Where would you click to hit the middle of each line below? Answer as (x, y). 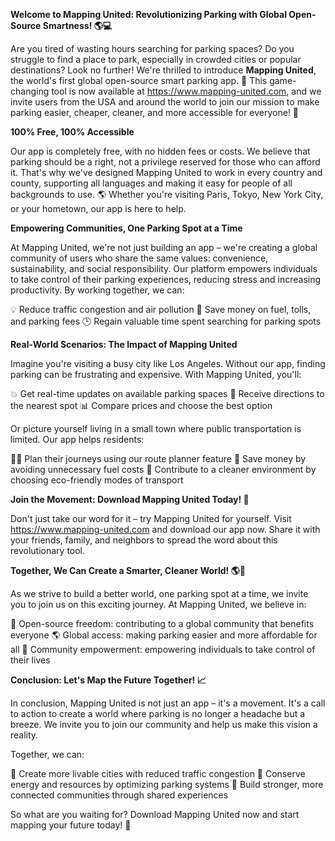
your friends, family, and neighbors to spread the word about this (144, 540)
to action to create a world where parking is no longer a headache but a (158, 713)
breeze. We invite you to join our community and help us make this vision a (164, 724)
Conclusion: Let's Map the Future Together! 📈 (108, 680)
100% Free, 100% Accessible (72, 132)
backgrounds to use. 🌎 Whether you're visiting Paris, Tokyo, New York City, (167, 194)
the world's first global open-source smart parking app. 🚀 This (139, 80)
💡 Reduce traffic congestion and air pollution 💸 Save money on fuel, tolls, (161, 309)
